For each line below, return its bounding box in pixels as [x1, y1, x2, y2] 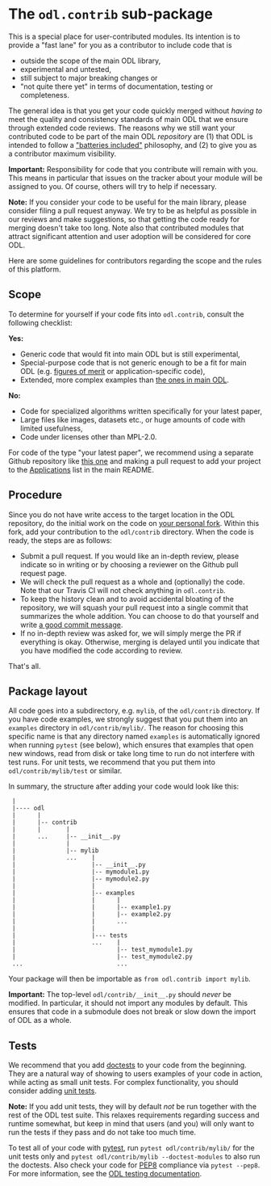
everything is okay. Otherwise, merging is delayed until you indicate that [19, 637, 260, 646]
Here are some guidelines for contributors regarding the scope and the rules [8, 255, 262, 265]
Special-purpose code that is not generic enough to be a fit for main [19, 357, 247, 368]
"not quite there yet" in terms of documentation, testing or [19, 82, 214, 91]
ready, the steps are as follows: [8, 535, 113, 545]
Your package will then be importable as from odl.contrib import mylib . [8, 974, 252, 984]
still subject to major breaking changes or [19, 73, 158, 82]
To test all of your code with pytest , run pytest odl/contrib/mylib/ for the [8, 1143, 256, 1153]
